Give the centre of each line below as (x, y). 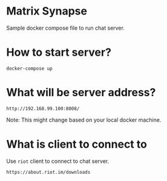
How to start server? (59, 52)
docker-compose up (29, 68)
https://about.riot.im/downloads (48, 172)
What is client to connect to (77, 144)
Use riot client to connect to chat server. (58, 161)
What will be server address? (81, 93)
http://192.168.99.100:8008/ (43, 108)
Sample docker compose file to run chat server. (66, 28)
